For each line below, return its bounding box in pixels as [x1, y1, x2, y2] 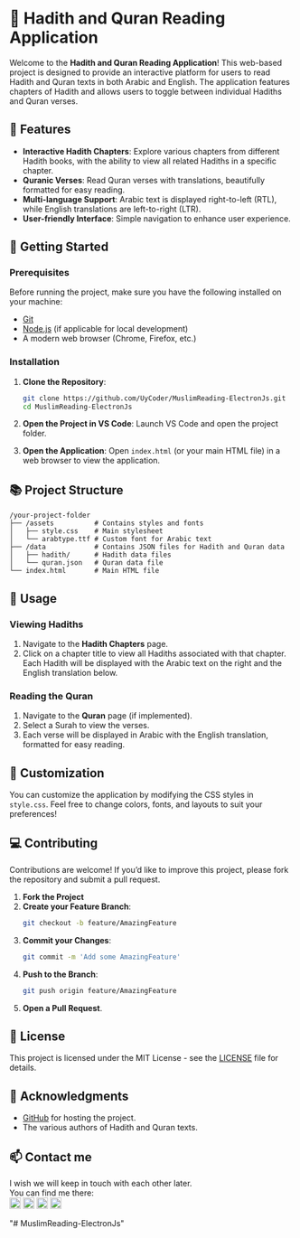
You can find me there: [9, 1187, 95, 1198]
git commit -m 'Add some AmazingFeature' [22, 952, 182, 961]
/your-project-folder [9, 511, 91, 521]
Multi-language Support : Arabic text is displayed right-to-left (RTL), [22, 193, 277, 204]
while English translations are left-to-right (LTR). [22, 203, 202, 214]
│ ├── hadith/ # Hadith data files [9, 550, 172, 559]
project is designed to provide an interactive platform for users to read [9, 67, 271, 78]
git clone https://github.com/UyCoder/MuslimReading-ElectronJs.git [22, 393, 286, 403]
